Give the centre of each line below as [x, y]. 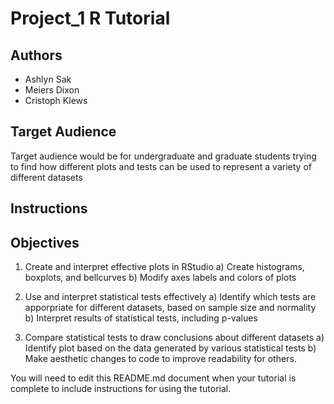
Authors [36, 55]
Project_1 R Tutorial [90, 18]
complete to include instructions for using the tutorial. [121, 389]
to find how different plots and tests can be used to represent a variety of [161, 166]
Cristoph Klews [56, 100]
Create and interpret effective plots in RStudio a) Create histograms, [164, 267]
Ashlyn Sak [48, 79]
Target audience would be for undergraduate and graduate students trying [163, 156]
